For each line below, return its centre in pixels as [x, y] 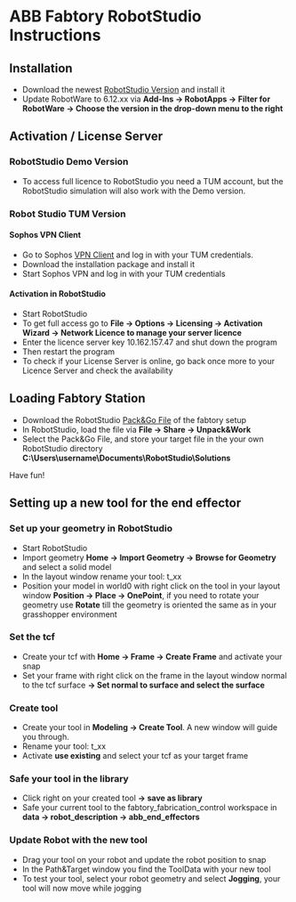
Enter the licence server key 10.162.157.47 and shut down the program [149, 342]
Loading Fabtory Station [77, 398]
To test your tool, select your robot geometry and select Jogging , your [151, 878]
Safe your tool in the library [69, 779]
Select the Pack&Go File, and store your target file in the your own [143, 439]
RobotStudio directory [63, 448]
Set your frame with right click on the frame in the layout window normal [154, 675]
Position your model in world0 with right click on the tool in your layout [151, 586]
